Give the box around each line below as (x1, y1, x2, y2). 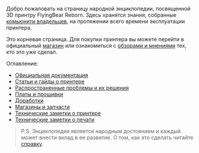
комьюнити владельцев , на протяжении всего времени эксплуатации (6, 18, 185, 25)
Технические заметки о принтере (14, 110, 102, 117)
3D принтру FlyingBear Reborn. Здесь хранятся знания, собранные (6, 11, 177, 19)
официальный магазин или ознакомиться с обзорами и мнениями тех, (6, 42, 187, 49)
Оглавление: (6, 60, 39, 67)
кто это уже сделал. (6, 48, 58, 56)
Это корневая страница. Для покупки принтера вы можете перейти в (6, 36, 184, 42)
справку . (20, 140, 44, 147)
